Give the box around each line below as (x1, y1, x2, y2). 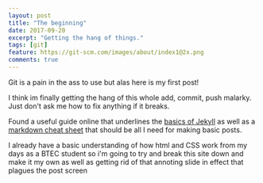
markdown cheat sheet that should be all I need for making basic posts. (8, 124, 242, 135)
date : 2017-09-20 (8, 26, 66, 34)
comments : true (8, 56, 59, 64)
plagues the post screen (8, 166, 88, 175)
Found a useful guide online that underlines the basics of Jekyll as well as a (8, 116, 256, 126)
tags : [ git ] (8, 41, 48, 49)
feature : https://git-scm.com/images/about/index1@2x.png (8, 48, 204, 56)
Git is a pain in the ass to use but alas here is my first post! (8, 77, 199, 87)
